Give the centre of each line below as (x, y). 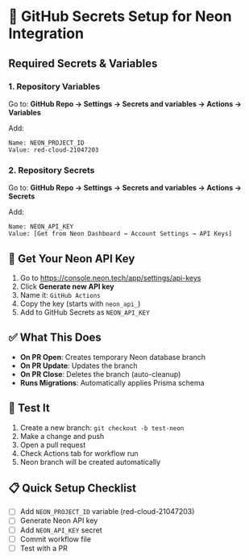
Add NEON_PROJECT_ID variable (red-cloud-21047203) (107, 512)
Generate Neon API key (59, 520)
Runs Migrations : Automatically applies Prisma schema (112, 382)
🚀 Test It (29, 408)
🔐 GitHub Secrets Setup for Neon (120, 17)
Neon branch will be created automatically (90, 462)
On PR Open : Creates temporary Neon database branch (113, 357)
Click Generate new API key (67, 286)
